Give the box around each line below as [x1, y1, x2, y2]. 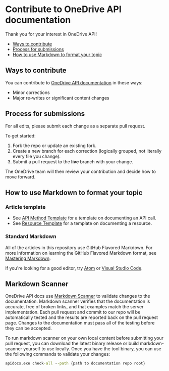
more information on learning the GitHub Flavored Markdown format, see [5, 250, 157, 256]
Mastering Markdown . [5, 255, 51, 261]
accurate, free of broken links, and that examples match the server [5, 304, 144, 310]
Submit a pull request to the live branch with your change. [12, 158, 134, 165]
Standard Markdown [5, 233, 57, 240]
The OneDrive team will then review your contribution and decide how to [5, 168, 156, 174]
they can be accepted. [5, 325, 52, 332]
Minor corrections [12, 89, 50, 96]
